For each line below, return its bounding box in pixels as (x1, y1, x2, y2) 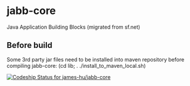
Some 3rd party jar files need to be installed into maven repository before (6, 56, 185, 63)
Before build (6, 40, 52, 50)
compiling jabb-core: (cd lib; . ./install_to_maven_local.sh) (6, 62, 146, 69)
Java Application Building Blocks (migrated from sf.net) (6, 23, 141, 30)
